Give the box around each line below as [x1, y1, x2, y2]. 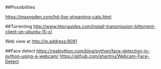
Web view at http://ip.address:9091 [5, 38, 77, 44]
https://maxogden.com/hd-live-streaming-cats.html [5, 14, 111, 19]
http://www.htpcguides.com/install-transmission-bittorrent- [33, 23, 156, 29]
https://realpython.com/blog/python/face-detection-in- [36, 48, 150, 54]
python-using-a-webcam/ [5, 53, 59, 59]
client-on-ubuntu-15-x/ [5, 29, 52, 34]
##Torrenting [5, 23, 32, 29]
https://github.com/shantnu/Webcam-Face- [59, 53, 150, 59]
